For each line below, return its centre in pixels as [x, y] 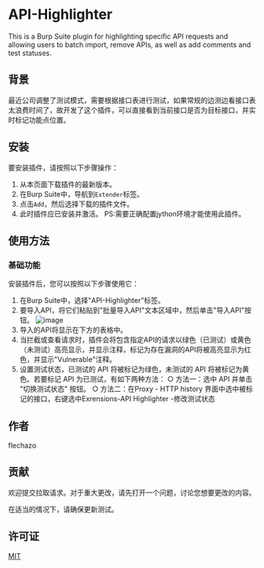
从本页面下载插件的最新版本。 [68, 184]
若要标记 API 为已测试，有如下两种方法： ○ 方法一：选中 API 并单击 [143, 379]
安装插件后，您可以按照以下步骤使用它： [73, 284]
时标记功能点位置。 [39, 120]
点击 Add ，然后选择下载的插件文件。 [77, 204]
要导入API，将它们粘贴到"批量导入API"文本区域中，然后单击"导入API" [132, 310]
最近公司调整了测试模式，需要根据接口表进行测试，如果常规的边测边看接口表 [132, 100]
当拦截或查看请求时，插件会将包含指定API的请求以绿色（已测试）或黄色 [135, 340]
